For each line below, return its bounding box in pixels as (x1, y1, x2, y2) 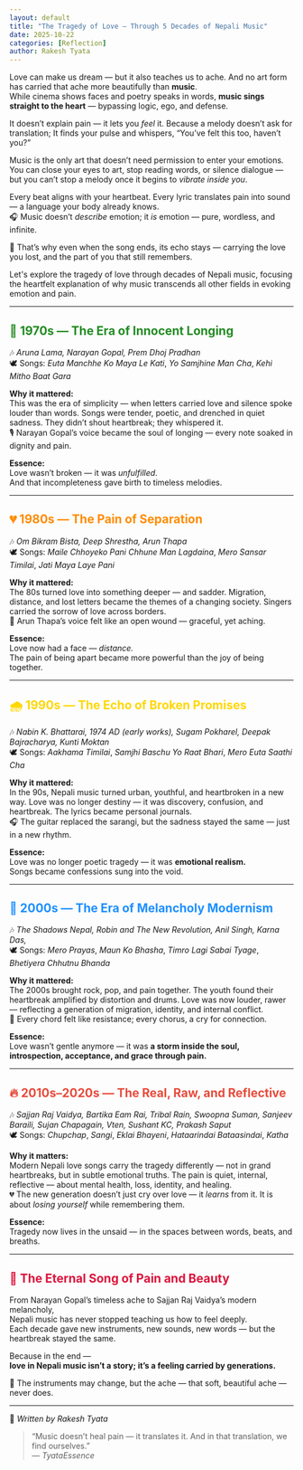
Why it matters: (9, 1151, 69, 1162)
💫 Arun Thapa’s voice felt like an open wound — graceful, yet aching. (9, 615, 266, 626)
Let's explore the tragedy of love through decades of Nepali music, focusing (9, 269, 293, 280)
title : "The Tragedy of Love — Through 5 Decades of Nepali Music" (9, 22, 269, 31)
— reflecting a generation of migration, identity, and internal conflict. (9, 1004, 264, 1015)
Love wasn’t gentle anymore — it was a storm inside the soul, (9, 1041, 241, 1052)
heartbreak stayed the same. (9, 1333, 116, 1343)
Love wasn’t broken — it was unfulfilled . (9, 467, 158, 478)
